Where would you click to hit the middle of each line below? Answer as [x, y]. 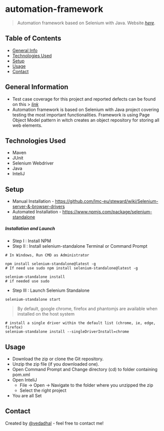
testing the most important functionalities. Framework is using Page [81, 114]
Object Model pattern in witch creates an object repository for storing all [86, 120]
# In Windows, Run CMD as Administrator [47, 255]
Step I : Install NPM [32, 241]
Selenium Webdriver [33, 163]
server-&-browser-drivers [39, 207]
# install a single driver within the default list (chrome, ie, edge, [80, 323]
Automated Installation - [37, 212]
